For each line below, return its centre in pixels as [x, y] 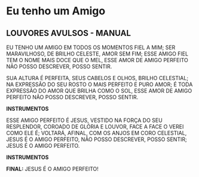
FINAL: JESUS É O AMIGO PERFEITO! [52, 169]
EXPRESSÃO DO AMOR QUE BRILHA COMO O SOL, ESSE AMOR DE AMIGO [99, 91]
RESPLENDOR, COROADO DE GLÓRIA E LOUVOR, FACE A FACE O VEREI [95, 126]
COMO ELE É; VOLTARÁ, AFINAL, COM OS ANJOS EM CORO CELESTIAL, [97, 133]
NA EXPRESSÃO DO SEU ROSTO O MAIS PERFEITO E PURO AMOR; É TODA [99, 84]
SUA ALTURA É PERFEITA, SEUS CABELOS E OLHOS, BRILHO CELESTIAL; [97, 78]
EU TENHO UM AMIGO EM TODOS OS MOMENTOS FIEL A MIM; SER [91, 47]
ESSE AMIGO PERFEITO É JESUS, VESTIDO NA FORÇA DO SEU [84, 120]
